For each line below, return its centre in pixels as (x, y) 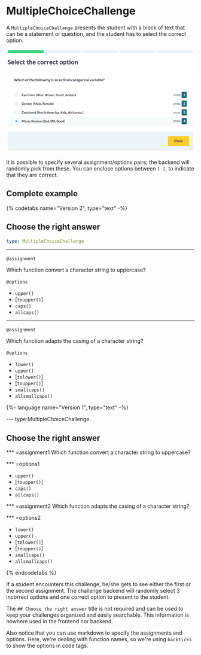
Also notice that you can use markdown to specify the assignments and (94, 633)
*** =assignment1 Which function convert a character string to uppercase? (98, 452)
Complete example (42, 194)
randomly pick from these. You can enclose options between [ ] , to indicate (100, 168)
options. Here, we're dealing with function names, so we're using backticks (99, 639)
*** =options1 (23, 464)
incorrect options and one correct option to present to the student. (88, 597)
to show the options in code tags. (47, 645)
